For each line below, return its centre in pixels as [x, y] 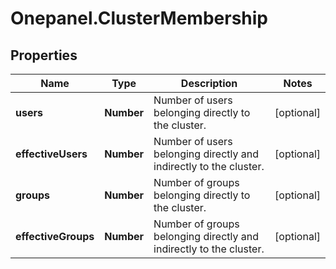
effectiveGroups [55, 236]
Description [209, 83]
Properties [44, 55]
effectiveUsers [51, 154]
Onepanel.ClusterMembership [139, 18]
